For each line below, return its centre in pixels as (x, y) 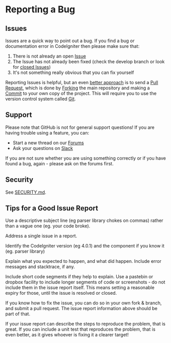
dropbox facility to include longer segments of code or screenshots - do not (85, 282)
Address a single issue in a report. (41, 236)
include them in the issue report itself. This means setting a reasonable (80, 288)
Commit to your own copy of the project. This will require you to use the (81, 93)
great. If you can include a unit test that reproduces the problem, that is (80, 329)
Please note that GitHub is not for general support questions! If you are (80, 127)
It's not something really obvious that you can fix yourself (73, 72)
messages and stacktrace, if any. (40, 267)
